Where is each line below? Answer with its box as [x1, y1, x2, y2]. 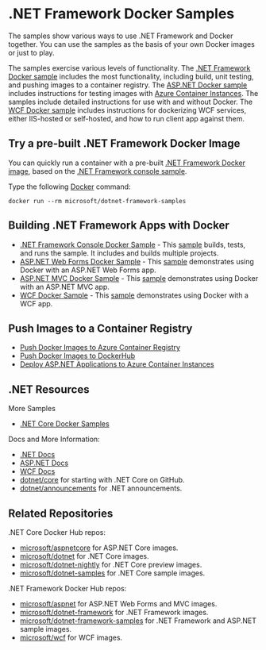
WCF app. [19, 298, 53, 308]
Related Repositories [8, 506, 114, 520]
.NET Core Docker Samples [19, 419, 110, 429]
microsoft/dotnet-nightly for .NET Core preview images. [19, 560, 202, 569]
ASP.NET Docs [19, 458, 69, 468]
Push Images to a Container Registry [8, 321, 193, 335]
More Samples [8, 404, 56, 413]
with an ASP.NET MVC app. [19, 282, 110, 291]
